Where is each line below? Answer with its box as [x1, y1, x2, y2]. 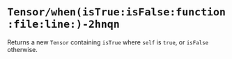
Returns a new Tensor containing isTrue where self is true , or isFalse [7, 37, 209, 47]
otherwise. [7, 45, 38, 53]
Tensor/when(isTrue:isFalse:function [7, 6, 226, 19]
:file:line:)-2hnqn [7, 18, 120, 31]
